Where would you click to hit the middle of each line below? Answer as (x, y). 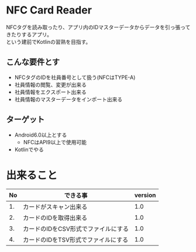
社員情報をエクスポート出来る (50, 92)
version (145, 195)
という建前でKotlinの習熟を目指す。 (49, 42)
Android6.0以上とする (41, 135)
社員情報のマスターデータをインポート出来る (68, 99)
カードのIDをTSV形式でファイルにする (76, 240)
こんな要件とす (33, 62)
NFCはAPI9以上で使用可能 (55, 142)
